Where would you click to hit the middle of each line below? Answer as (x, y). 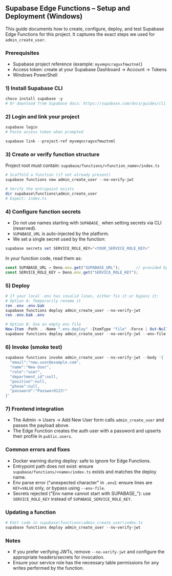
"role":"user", (26, 372)
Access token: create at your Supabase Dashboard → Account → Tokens (90, 70)
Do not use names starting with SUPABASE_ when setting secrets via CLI (87, 223)
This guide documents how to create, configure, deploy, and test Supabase (85, 29)
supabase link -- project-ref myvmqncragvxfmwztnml (60, 141)
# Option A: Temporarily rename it (43, 301)
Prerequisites (22, 53)
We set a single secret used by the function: (59, 239)
